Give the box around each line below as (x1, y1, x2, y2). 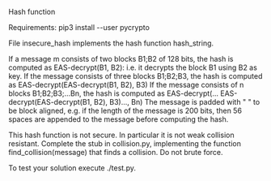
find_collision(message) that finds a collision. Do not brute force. (8, 148, 224, 157)
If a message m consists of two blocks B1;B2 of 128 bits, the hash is (8, 54, 234, 63)
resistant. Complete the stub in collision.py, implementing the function (8, 139, 241, 149)
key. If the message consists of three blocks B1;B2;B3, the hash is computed (8, 71, 263, 80)
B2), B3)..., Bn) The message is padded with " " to (94, 97, 260, 106)
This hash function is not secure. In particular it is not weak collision (8, 130, 235, 140)
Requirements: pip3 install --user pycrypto (8, 23, 150, 32)
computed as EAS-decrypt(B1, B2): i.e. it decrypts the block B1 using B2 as (8, 62, 257, 72)
